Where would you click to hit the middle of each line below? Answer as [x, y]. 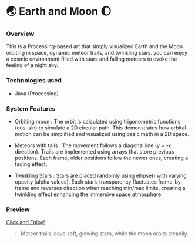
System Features [31, 108]
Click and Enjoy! [26, 222]
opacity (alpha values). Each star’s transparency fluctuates [86, 182]
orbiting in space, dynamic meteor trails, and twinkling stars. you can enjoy [97, 53]
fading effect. [31, 164]
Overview [20, 34]
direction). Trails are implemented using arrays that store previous [94, 152]
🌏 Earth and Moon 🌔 [59, 11]
